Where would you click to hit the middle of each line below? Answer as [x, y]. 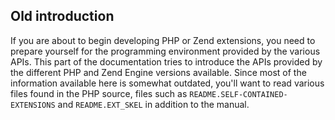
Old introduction [62, 16]
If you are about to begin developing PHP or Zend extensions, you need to [163, 40]
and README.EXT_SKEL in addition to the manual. [153, 104]
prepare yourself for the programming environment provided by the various [165, 51]
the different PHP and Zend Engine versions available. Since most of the [158, 72]
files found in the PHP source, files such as [99, 93]
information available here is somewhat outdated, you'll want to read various [167, 83]
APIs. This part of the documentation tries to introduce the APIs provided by [166, 61]
